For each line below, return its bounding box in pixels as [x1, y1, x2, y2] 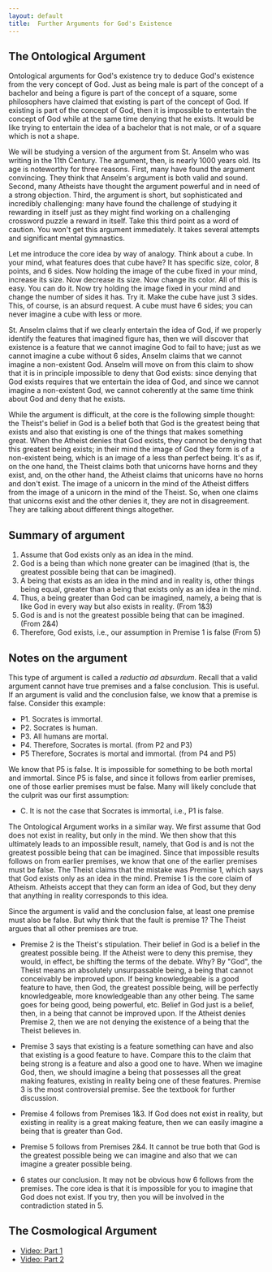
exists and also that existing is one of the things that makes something [8, 427, 244, 437]
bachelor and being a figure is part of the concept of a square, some [8, 88, 238, 98]
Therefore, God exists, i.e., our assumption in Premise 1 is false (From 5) [19, 627, 261, 637]
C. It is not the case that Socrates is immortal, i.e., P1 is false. [19, 805, 224, 816]
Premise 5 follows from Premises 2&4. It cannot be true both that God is [19, 1141, 261, 1151]
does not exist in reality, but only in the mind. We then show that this [8, 830, 237, 840]
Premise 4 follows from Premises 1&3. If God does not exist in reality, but [19, 1109, 264, 1119]
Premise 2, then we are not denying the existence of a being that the [19, 1016, 249, 1027]
